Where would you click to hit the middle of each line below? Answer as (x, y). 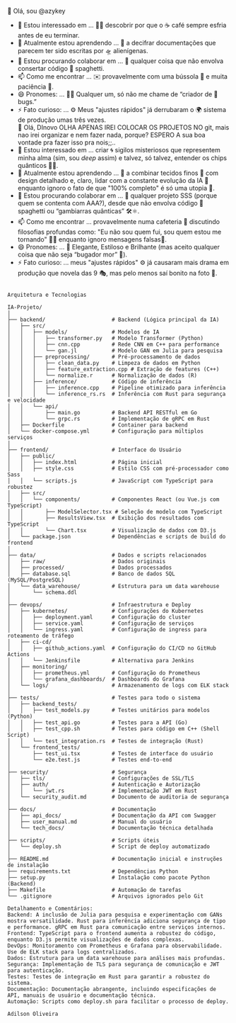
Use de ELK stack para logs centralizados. (72, 952)
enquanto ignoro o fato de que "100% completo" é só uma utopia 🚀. (116, 188)
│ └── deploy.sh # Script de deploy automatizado (109, 847)
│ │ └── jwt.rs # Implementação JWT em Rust (102, 791)
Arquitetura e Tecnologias (47, 295)
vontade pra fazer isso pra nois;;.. (66, 142)
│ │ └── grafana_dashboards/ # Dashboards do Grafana (96, 679)
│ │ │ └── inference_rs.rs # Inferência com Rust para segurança (117, 394)
